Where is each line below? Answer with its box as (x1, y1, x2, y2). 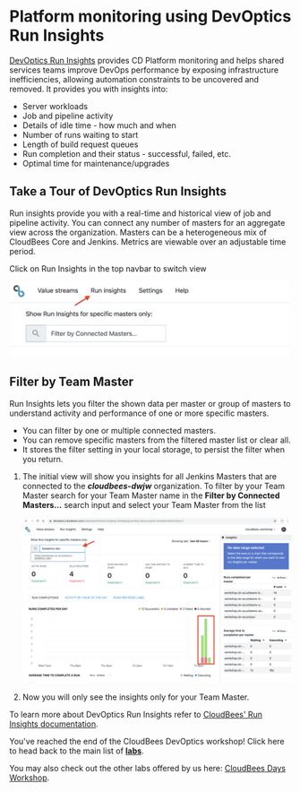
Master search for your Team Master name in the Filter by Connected (21, 490, 280, 501)
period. (9, 245, 36, 256)
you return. (21, 453, 64, 464)
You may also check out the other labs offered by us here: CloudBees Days (9, 763, 287, 774)
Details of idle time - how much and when (21, 119, 176, 131)
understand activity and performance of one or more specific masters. (9, 408, 270, 418)
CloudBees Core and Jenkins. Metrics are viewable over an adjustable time (9, 236, 287, 247)
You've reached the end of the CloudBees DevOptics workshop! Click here (9, 736, 285, 747)
